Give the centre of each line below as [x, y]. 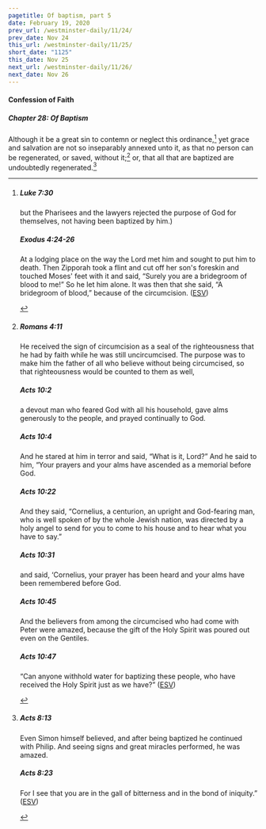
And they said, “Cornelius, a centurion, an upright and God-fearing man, [137, 511]
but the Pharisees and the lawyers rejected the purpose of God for [128, 213]
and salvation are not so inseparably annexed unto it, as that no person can [131, 147]
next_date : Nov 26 [38, 74]
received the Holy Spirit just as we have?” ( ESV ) [98, 684]
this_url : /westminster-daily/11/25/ [70, 45]
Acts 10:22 [38, 491]
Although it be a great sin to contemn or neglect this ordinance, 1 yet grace [129, 138]
